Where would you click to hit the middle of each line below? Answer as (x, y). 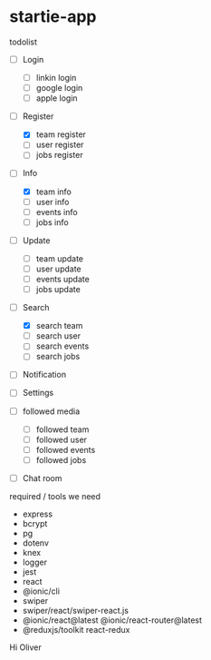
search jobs (58, 357)
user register (60, 145)
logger (35, 562)
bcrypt (35, 523)
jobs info (53, 222)
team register (61, 134)
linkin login (56, 78)
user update (58, 269)
